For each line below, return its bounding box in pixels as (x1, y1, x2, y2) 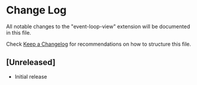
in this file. (6, 29, 31, 36)
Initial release (14, 73, 47, 80)
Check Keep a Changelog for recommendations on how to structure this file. (6, 40, 192, 47)
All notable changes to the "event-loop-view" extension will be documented (6, 23, 191, 30)
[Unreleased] (6, 57, 56, 67)
